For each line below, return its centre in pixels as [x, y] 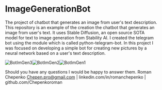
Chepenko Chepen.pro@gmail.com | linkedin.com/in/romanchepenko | [76, 77]
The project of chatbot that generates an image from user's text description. [81, 22]
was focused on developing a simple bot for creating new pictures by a [76, 48]
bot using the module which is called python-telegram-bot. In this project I [79, 43]
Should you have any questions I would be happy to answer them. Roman [78, 72]
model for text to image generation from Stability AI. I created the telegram [79, 38]
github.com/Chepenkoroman [34, 82]
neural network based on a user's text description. [55, 53]
